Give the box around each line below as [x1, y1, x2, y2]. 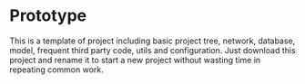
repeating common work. [9, 64, 105, 75]
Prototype [9, 5, 87, 26]
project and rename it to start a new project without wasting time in [9, 54, 261, 65]
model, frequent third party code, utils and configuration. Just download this [9, 44, 296, 55]
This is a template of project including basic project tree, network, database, [9, 35, 296, 46]
